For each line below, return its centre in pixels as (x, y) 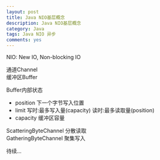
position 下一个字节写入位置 (50, 103)
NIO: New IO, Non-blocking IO (43, 57)
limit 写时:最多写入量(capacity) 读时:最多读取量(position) (85, 110)
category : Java (25, 29)
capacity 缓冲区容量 (40, 118)
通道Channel (22, 69)
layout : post (23, 12)
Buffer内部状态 (25, 90)
